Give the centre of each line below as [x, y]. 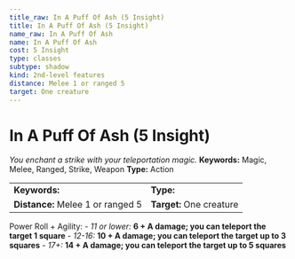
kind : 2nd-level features [57, 75]
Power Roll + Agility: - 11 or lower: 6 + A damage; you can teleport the [138, 226]
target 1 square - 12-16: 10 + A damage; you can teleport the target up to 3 [148, 236]
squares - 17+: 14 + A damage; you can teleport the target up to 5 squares [148, 246]
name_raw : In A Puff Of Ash [61, 34]
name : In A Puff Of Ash [53, 42]
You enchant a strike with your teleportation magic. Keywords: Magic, [138, 160]
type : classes [36, 59]
